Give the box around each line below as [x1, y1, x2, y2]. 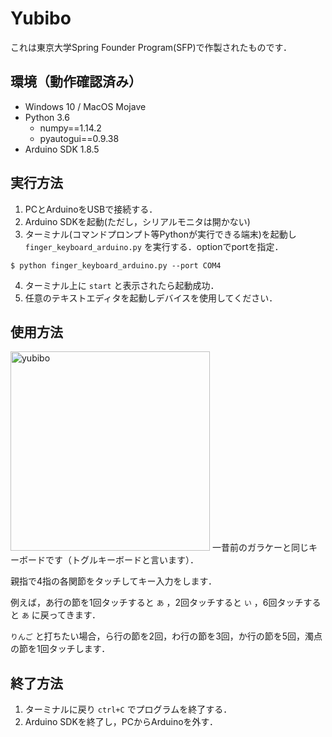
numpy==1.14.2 [39, 122, 102, 134]
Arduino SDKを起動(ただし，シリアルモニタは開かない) [24, 215, 251, 227]
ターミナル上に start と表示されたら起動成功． [24, 279, 220, 291]
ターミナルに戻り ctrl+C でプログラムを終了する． [24, 703, 233, 716]
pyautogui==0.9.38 [39, 132, 120, 144]
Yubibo [10, 7, 72, 30]
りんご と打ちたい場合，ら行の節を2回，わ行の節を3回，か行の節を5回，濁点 [10, 630, 323, 642]
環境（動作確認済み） [10, 73, 142, 91]
